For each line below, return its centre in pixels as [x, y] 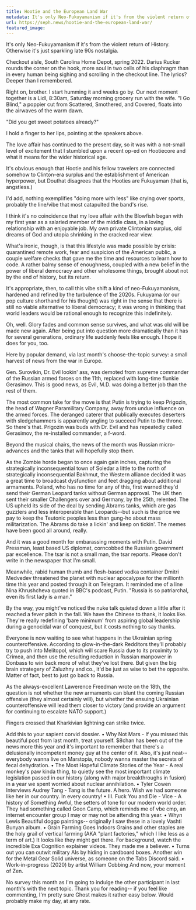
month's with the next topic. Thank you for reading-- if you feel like [87, 889]
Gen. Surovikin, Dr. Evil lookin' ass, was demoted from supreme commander [97, 372]
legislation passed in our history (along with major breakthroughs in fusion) [96, 778]
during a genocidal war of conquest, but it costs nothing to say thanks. [91, 627]
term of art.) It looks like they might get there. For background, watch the [94, 840]
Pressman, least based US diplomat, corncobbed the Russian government [95, 548]
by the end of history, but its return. [49, 277]
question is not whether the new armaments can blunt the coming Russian [95, 693]
